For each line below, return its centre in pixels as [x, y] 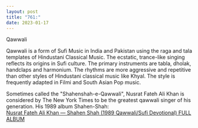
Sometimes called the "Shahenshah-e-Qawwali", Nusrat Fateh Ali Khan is [95, 94]
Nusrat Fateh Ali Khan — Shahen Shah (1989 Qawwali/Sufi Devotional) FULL [99, 113]
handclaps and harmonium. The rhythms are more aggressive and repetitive [98, 70]
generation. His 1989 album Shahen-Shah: [58, 107]
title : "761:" [24, 17]
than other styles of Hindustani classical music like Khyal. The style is [91, 76]
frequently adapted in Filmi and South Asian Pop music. [74, 82]
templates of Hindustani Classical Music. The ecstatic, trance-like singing [95, 57]
